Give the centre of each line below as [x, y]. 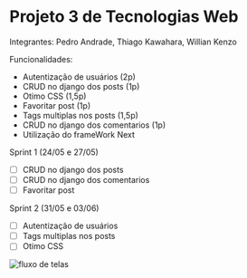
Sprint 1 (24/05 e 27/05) [54, 152]
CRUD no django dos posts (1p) [81, 86]
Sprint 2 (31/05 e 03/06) [54, 208]
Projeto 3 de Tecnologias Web [124, 17]
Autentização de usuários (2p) [79, 77]
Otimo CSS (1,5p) [54, 96]
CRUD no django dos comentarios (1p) [94, 125]
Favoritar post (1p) [57, 105]
